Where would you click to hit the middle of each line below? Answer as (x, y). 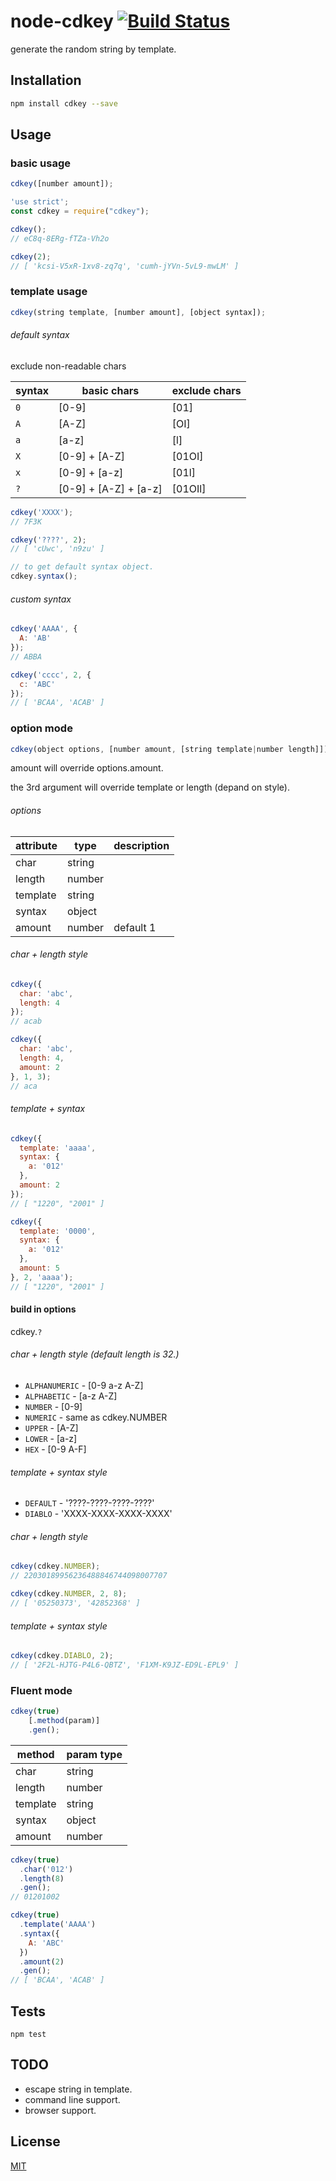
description (141, 845)
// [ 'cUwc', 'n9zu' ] (57, 549)
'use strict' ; (40, 202)
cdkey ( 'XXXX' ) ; (42, 512)
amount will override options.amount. (87, 768)
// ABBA (26, 656)
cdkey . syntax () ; (44, 576)
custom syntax (41, 599)
